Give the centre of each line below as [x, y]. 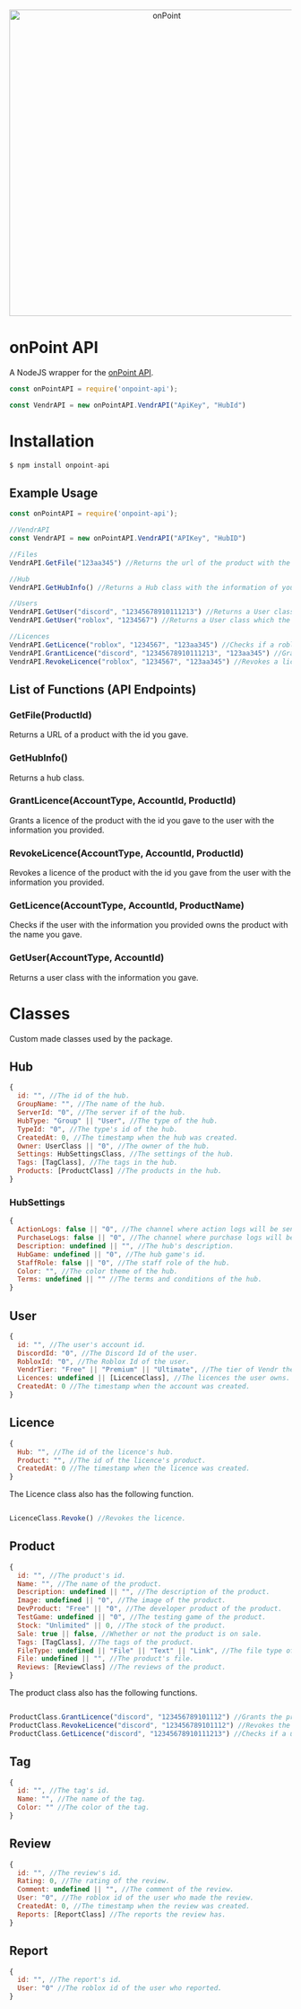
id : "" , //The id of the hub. [73, 1096]
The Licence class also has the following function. [102, 1494]
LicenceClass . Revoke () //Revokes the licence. [98, 1519]
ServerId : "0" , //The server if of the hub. [102, 1113]
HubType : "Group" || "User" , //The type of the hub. [118, 1121]
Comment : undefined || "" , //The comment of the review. [126, 1890]
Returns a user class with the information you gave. [104, 977]
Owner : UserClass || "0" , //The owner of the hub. [114, 1146]
